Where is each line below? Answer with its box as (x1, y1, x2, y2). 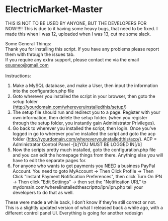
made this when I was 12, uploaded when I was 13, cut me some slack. (5, 31, 151, 37)
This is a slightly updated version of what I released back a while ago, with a (5, 204, 163, 210)
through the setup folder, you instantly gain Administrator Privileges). (12, 120, 156, 126)
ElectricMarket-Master (5, 4, 103, 15)
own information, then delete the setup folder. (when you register (12, 114, 148, 120)
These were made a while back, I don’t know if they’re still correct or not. (5, 199, 156, 205)
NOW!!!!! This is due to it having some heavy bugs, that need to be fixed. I (5, 25, 158, 31)
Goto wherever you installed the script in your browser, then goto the (12, 93, 155, 99)
